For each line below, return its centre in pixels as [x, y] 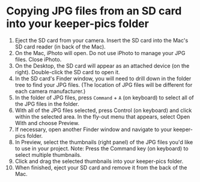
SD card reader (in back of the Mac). [60, 47]
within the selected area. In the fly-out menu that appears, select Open [102, 116]
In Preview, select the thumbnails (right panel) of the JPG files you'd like [104, 142]
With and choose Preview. [47, 123]
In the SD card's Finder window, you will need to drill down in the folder [103, 78]
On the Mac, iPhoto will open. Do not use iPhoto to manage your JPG [100, 53]
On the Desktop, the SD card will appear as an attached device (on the [102, 66]
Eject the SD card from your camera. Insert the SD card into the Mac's [102, 40]
